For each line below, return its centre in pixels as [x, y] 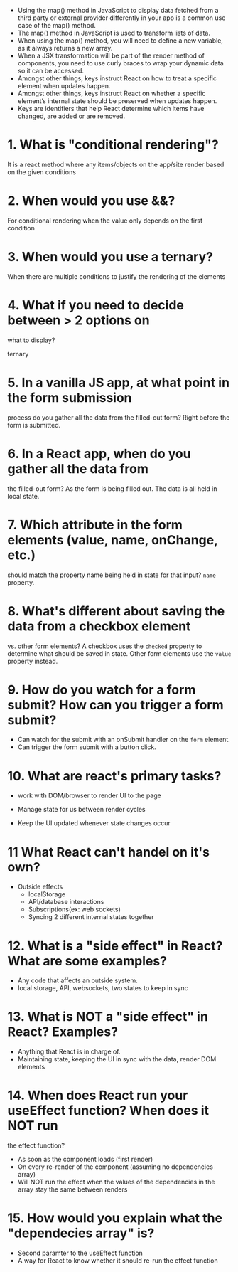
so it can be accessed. [50, 71]
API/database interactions [66, 902]
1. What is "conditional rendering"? [113, 145]
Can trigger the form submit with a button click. [87, 747]
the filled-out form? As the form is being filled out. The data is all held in [112, 488]
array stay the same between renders [72, 1189]
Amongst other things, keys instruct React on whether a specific [112, 93]
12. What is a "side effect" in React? [115, 946]
